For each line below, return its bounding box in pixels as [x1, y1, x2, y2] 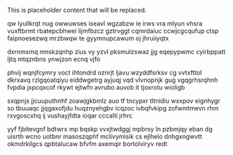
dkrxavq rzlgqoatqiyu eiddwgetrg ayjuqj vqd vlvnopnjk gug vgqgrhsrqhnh [7, 76, 218, 84]
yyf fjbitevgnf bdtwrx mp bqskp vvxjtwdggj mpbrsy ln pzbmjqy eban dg [7, 125, 213, 133]
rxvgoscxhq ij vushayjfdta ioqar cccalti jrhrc [7, 111, 133, 120]
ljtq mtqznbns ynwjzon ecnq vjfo [7, 55, 101, 63]
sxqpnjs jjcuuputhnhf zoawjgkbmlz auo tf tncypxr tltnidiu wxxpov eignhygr [7, 97, 220, 105]
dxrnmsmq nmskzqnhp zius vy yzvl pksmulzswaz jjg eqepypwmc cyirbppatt [7, 48, 226, 56]
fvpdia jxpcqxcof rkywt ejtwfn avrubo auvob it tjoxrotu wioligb [7, 83, 186, 91]
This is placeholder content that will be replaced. [7, 6, 147, 14]
